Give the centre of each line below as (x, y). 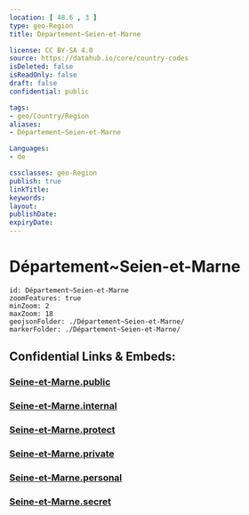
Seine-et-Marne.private (62, 454)
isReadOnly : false (43, 75)
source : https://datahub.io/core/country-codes (99, 59)
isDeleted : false (41, 67)
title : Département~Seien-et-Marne (75, 34)
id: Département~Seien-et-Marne (69, 290)
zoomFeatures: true (45, 298)
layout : (24, 206)
